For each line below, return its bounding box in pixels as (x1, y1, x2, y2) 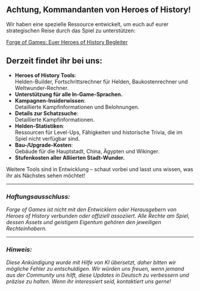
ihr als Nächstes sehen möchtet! (6, 172, 85, 179)
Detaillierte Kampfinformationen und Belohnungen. (14, 103, 140, 110)
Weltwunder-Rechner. (14, 84, 69, 91)
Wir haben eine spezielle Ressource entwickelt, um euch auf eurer (6, 20, 169, 27)
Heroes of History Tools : (14, 72, 76, 79)
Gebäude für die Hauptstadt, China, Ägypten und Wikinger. (14, 147, 160, 154)
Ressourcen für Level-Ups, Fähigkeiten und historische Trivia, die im (14, 128, 183, 136)
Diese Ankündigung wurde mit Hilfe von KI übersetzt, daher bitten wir (6, 259, 177, 266)
